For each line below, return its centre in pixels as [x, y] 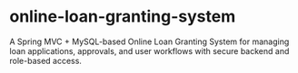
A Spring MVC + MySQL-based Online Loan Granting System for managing [149, 41]
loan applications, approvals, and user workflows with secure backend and [149, 50]
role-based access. [45, 60]
